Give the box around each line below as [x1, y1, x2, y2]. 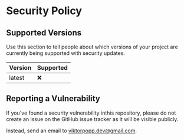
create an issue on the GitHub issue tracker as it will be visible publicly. [6, 115, 179, 122]
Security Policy [6, 4, 83, 18]
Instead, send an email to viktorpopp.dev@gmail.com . [6, 127, 137, 134]
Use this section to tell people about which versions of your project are [6, 43, 178, 50]
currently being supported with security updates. [6, 50, 126, 57]
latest [9, 74, 25, 82]
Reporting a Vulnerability [6, 93, 100, 104]
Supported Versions [6, 28, 81, 38]
